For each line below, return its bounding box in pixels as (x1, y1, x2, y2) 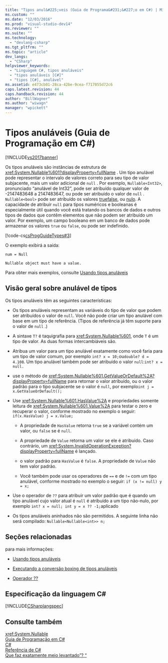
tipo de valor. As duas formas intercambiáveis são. (12, 338, 116, 344)
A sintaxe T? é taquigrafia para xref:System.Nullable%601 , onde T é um (12, 333, 159, 339)
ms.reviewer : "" (5, 26, 39, 31)
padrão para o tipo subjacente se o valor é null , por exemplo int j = (12, 383, 154, 389)
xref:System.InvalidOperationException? (48, 443, 131, 449)
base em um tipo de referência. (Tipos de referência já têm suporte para (12, 317, 161, 324)
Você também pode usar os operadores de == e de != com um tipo (19, 473, 157, 479)
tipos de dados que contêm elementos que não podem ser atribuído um (5, 212, 153, 218)
